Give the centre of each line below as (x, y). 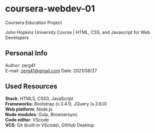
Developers (17, 37)
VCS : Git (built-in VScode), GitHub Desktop (50, 125)
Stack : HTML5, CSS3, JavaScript (39, 98)
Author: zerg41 (20, 65)
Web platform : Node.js (29, 109)
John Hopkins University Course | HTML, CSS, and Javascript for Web (78, 32)
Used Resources (31, 86)
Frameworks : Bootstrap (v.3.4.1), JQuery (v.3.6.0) (56, 103)
